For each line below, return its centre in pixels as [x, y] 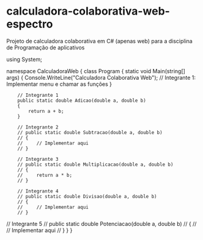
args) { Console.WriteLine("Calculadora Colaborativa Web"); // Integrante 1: [101, 77]
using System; [24, 59]
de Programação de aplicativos [46, 48]
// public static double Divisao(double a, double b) [87, 196]
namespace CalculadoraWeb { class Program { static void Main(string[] [96, 71]
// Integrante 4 [38, 191]
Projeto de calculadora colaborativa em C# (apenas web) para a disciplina [99, 41]
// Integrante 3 [38, 159]
